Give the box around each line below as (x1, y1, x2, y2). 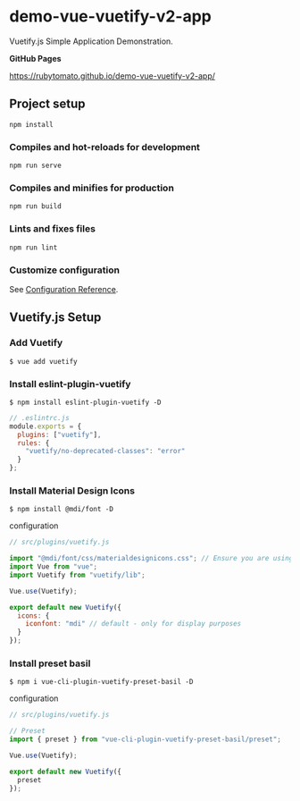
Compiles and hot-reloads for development (9, 140, 201, 153)
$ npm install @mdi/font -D (9, 505, 114, 514)
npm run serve (9, 161, 62, 171)
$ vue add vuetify (9, 357, 78, 366)
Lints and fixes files (9, 223, 96, 235)
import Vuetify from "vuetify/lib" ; (9, 570, 146, 579)
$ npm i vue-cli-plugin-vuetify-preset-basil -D (9, 678, 194, 687)
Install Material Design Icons (9, 485, 136, 497)
